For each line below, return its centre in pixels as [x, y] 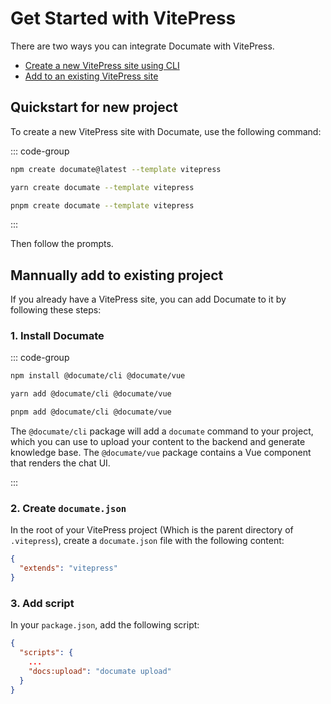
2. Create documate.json [68, 509]
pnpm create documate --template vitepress [102, 205]
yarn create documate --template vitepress [102, 187]
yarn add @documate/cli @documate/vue [91, 394]
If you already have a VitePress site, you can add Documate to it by [148, 299]
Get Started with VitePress [123, 18]
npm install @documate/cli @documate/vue [98, 376]
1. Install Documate [57, 336]
